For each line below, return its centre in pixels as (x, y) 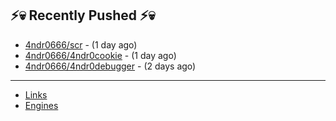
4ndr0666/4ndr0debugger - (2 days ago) (110, 66)
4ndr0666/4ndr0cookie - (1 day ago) (100, 55)
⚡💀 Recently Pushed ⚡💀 (83, 15)
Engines (41, 105)
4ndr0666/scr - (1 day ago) (81, 44)
